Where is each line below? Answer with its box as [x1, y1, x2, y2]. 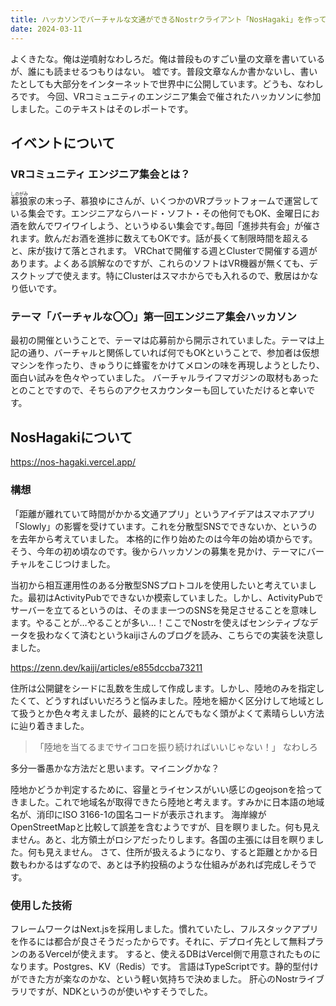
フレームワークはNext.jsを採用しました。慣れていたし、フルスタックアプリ [10, 922, 319, 935]
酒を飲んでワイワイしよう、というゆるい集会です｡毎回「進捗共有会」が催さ [10, 220, 322, 232]
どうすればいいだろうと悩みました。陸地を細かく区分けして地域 [44, 694, 307, 706]
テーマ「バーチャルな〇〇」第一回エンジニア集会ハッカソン [10, 310, 297, 324]
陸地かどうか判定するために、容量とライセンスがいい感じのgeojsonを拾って [10, 783, 323, 795]
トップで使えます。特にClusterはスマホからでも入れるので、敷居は [27, 270, 302, 282]
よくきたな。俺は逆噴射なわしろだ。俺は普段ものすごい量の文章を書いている [10, 52, 326, 65]
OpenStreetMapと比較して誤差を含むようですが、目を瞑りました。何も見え [10, 821, 321, 833]
